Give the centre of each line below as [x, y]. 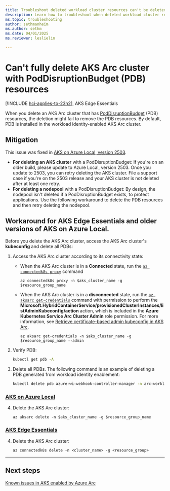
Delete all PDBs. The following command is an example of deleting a [83, 369]
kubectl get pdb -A [33, 360]
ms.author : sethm [24, 29]
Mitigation [22, 140]
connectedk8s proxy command [52, 271]
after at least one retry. [36, 184]
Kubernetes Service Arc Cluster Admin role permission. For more [89, 316]
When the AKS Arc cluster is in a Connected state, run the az [84, 266]
